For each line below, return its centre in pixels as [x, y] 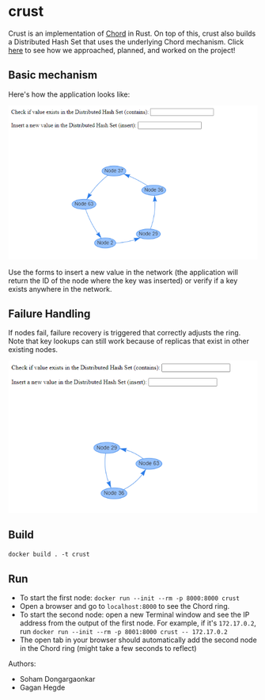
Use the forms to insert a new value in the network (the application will [123, 272]
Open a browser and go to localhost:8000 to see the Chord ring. [125, 606]
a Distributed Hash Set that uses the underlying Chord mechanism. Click [126, 41]
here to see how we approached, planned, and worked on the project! [122, 50]
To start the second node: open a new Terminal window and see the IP [134, 615]
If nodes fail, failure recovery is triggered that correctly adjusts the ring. [125, 333]
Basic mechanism [53, 75]
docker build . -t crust [49, 555]
